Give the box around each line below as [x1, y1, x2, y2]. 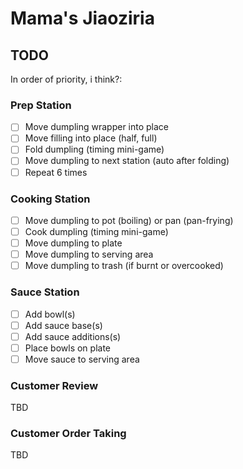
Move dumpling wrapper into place [24, 121, 170, 133]
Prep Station [10, 98, 72, 112]
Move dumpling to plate [24, 237, 123, 249]
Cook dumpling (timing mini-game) [24, 225, 169, 237]
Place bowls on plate [24, 342, 111, 354]
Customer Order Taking [10, 427, 127, 441]
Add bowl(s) [24, 308, 76, 320]
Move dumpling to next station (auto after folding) [24, 155, 230, 167]
